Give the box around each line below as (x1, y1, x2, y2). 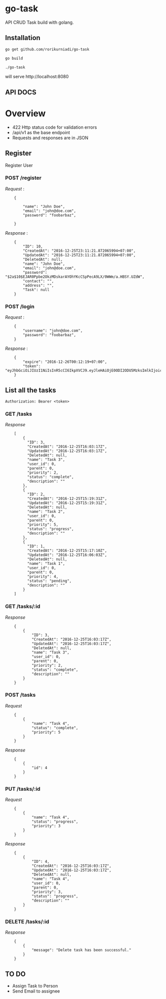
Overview (5, 107, 46, 119)
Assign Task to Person (12, 983, 58, 989)
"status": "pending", (27, 579, 72, 584)
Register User (5, 162, 33, 168)
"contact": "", (23, 278, 54, 284)
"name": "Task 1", (27, 561, 65, 566)
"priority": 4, (27, 574, 58, 579)
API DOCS (5, 88, 37, 97)
